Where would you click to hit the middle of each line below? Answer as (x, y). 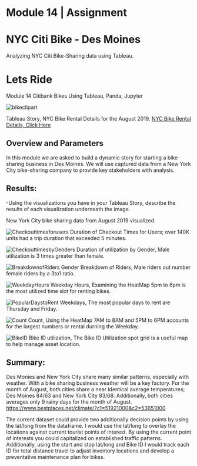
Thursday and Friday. (32, 308)
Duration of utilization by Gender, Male (123, 249)
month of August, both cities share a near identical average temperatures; (96, 389)
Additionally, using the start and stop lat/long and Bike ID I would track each (98, 444)
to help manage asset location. (43, 344)
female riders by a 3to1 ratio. (41, 273)
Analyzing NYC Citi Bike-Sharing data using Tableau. (70, 56)
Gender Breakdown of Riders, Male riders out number (126, 267)
